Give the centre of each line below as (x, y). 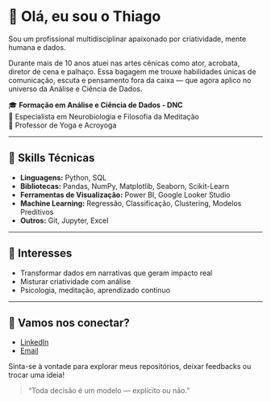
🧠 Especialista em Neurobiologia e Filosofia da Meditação (104, 116)
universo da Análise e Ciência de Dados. (75, 89)
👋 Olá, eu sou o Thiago (85, 17)
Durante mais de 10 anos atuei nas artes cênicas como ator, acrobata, (124, 63)
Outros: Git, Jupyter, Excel (64, 220)
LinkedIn (34, 342)
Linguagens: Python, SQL (63, 178)
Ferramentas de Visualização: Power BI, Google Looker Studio (125, 195)
